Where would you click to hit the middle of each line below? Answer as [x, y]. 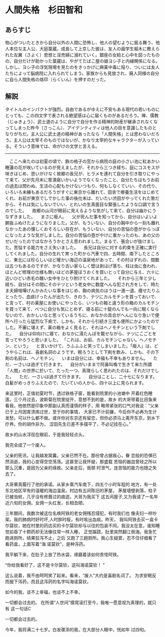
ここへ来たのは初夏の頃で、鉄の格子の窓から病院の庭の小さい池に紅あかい [84, 161]
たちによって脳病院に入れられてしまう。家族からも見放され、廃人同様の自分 [82, 73]
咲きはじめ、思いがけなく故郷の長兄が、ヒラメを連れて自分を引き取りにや [80, 173]
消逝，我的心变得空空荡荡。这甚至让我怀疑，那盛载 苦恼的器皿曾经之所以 [83, 461]
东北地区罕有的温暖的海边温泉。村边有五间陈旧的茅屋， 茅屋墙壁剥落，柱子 [81, 490]
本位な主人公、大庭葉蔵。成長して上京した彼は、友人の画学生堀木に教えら [84, 49]
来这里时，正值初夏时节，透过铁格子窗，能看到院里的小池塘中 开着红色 [77, 393]
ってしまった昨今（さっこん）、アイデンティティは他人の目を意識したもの [79, 127]
